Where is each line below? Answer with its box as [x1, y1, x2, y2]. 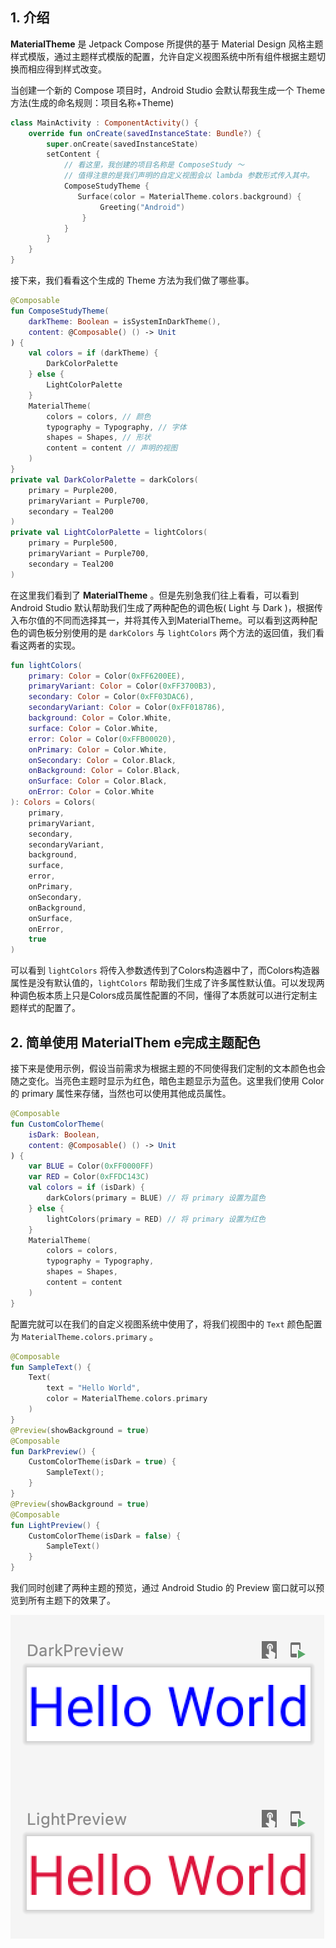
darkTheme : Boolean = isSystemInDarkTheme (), [28, 316, 222, 327]
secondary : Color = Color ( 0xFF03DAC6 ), [28, 692, 195, 702]
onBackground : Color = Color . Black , [28, 766, 182, 776]
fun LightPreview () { [10, 1520, 101, 1530]
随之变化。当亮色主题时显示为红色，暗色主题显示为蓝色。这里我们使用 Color [10, 1075, 325, 1087]
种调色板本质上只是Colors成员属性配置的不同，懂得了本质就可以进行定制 [10, 989, 310, 1002]
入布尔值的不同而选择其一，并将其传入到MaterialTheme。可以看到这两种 [10, 614, 310, 626]
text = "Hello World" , [46, 1383, 141, 1393]
